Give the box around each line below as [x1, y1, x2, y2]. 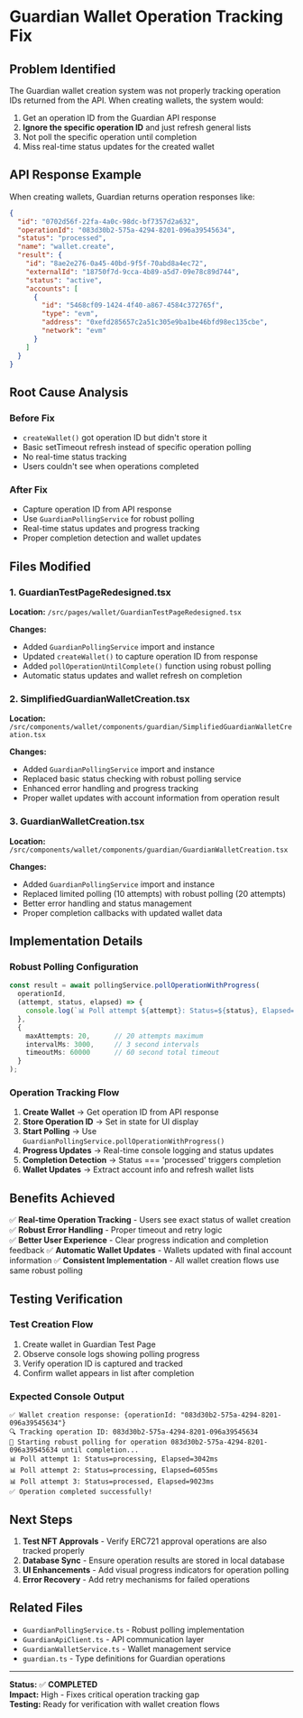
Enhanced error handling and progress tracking [22, 783, 199, 794]
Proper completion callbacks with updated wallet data [22, 907, 223, 918]
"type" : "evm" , [41, 309, 99, 319]
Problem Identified [9, 61, 116, 77]
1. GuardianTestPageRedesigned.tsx [9, 586, 171, 598]
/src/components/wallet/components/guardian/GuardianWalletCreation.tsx [9, 845, 289, 854]
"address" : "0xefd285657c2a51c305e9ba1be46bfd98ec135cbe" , [41, 318, 269, 327]
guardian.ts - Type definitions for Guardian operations [22, 1653, 225, 1664]
